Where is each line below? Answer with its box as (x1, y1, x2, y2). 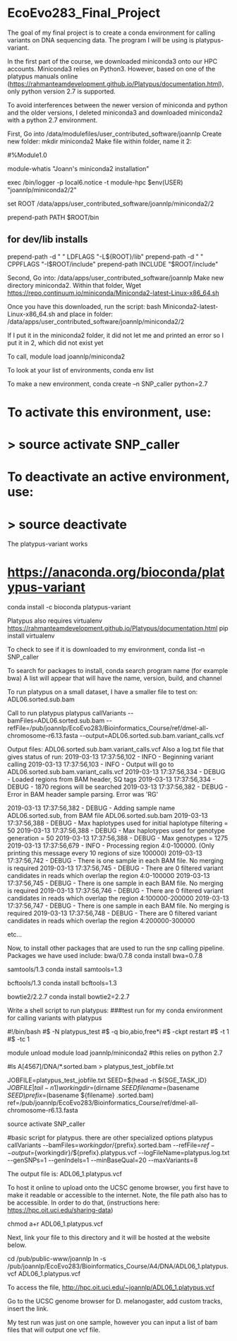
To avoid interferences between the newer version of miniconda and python (7, 100, 228, 109)
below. (7, 1241, 27, 1249)
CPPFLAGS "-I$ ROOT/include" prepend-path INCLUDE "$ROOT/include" (7, 259, 219, 268)
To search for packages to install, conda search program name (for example (7, 667, 229, 675)
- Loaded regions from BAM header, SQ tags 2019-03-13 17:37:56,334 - (7, 775, 216, 784)
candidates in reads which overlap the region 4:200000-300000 (7, 917, 195, 925)
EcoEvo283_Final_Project (7, 5, 161, 21)
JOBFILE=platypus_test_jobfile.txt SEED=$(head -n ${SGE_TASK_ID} (7, 1076, 207, 1084)
